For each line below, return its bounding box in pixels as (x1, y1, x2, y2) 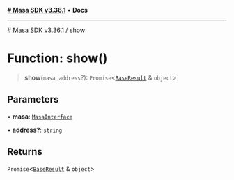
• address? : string (7, 126, 63, 134)
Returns (7, 146, 43, 158)
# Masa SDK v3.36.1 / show (7, 26, 86, 34)
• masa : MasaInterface (7, 112, 73, 121)
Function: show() (7, 50, 108, 66)
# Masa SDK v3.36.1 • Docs (7, 6, 88, 14)
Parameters (7, 93, 59, 105)
